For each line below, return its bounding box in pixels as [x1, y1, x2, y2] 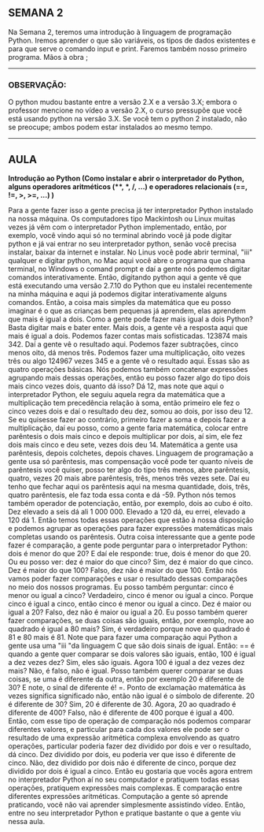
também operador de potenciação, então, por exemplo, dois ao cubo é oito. [8, 498, 253, 507]
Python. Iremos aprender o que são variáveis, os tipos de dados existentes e [8, 35, 256, 45]
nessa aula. [8, 816, 46, 826]
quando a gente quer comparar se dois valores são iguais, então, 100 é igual [8, 649, 255, 659]
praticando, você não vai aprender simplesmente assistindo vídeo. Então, [8, 800, 246, 809]
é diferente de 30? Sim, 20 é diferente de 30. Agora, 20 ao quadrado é [8, 699, 236, 708]
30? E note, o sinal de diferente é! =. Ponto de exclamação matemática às [8, 682, 246, 692]
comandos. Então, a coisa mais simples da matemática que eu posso [8, 297, 232, 306]
